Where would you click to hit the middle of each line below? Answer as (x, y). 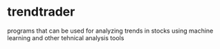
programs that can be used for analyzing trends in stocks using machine (110, 31)
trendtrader (41, 12)
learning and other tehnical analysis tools (66, 37)
